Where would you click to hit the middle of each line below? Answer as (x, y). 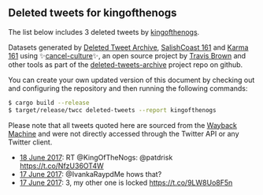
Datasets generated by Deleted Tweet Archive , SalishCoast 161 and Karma (128, 47)
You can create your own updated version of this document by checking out (131, 80)
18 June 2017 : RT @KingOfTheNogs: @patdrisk (96, 157)
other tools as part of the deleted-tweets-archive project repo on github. (126, 64)
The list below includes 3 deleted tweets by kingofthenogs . (104, 32)
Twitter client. (30, 142)
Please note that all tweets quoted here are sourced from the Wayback (123, 125)
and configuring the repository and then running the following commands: (128, 88)
